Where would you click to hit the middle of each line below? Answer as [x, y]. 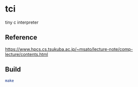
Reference [21, 37]
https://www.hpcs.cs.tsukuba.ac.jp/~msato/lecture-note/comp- [69, 49]
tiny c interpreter [22, 22]
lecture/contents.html [27, 54]
